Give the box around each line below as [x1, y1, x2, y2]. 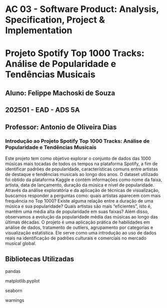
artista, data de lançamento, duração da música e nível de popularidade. [5, 181, 154, 188]
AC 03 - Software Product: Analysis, [5, 3, 159, 15]
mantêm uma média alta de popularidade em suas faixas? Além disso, [5, 208, 149, 214]
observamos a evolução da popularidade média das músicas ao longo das [5, 213, 158, 219]
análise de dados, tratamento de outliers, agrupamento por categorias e [5, 224, 153, 230]
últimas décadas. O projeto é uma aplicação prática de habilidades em [5, 219, 150, 225]
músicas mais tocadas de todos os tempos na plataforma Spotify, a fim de [5, 160, 158, 166]
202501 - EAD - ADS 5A [5, 106, 80, 114]
